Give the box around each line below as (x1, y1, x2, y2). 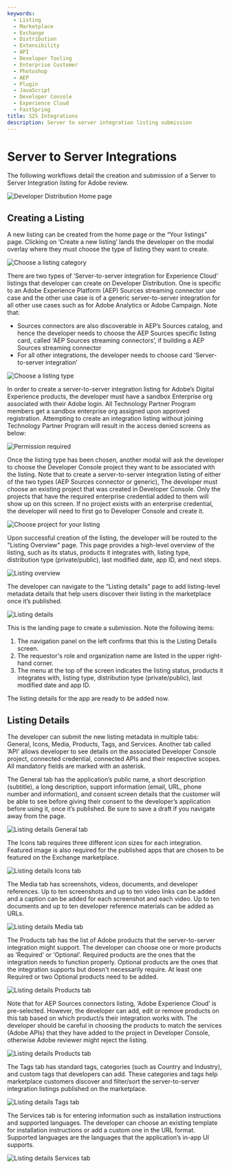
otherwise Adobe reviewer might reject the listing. (7, 1036, 148, 1044)
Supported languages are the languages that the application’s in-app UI (7, 1133, 210, 1141)
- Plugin (13, 81, 38, 88)
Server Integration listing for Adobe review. (7, 179, 129, 187)
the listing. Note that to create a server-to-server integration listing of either (7, 470, 221, 479)
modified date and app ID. (16, 681, 91, 689)
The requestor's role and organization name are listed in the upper (16, 652, 205, 660)
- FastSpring (13, 106, 51, 113)
